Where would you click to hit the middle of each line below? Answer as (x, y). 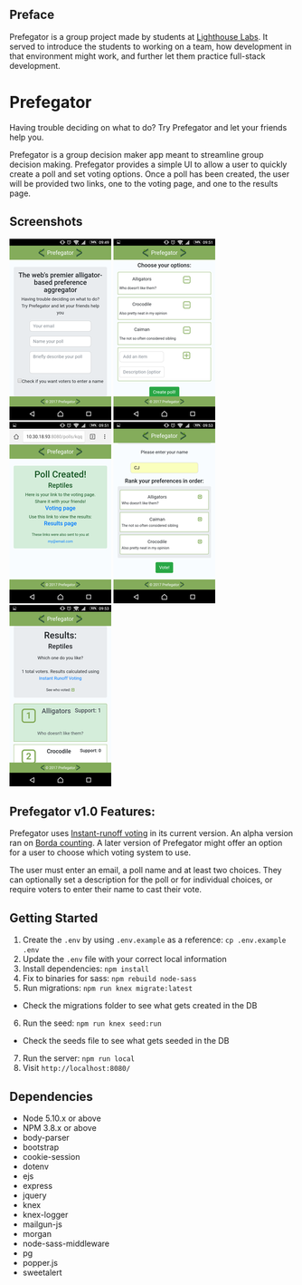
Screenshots (46, 222)
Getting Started (54, 918)
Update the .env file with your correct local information (125, 959)
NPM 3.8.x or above (59, 1128)
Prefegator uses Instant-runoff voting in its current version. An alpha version (151, 833)
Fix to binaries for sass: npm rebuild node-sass (109, 978)
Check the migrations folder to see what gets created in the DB (140, 1006)
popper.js (40, 1263)
